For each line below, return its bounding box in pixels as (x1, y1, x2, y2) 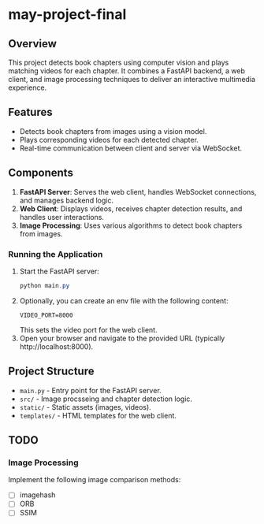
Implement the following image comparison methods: (8, 475, 181, 485)
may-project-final (8, 6, 127, 24)
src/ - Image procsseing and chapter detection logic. (19, 394, 193, 403)
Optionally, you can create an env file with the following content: (19, 295, 229, 305)
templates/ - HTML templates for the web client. (19, 411, 177, 420)
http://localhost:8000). (19, 341, 94, 351)
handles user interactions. (19, 212, 105, 221)
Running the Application (8, 248, 103, 259)
